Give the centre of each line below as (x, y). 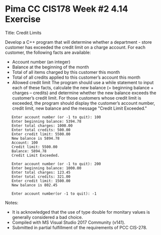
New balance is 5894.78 (36, 138)
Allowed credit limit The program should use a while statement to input (83, 82)
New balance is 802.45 (34, 185)
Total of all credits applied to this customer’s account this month (76, 77)
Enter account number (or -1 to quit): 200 (56, 164)
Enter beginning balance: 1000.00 (46, 168)
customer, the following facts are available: (48, 52)
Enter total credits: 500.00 (41, 130)
